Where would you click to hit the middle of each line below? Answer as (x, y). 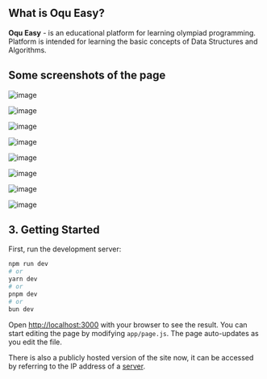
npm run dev (28, 264)
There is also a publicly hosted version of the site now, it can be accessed (131, 357)
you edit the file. (35, 342)
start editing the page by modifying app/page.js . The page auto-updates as (134, 333)
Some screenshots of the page (87, 76)
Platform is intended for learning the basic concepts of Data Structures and (133, 41)
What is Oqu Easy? (56, 13)
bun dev (21, 309)
